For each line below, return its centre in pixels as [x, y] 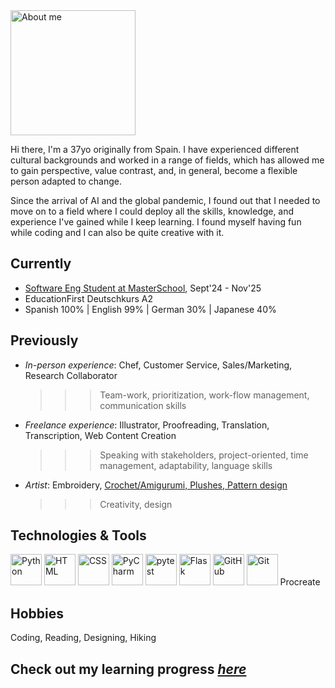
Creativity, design [136, 504]
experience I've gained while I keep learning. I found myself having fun [156, 222]
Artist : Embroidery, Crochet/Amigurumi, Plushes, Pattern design [156, 485]
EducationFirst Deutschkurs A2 [88, 298]
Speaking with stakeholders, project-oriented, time [204, 455]
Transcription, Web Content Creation [100, 435]
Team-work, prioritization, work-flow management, [204, 395]
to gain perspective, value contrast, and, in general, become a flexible [154, 170]
